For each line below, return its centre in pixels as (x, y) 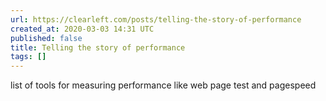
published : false (46, 38)
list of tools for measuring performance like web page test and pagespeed (163, 85)
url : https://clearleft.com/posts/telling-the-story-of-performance (156, 19)
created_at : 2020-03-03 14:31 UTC (82, 29)
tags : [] (28, 57)
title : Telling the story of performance (98, 47)
